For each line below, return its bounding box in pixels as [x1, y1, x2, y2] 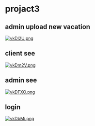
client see [5, 49, 35, 57]
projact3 [5, 3, 40, 14]
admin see [5, 76, 37, 84]
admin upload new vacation [5, 23, 91, 31]
